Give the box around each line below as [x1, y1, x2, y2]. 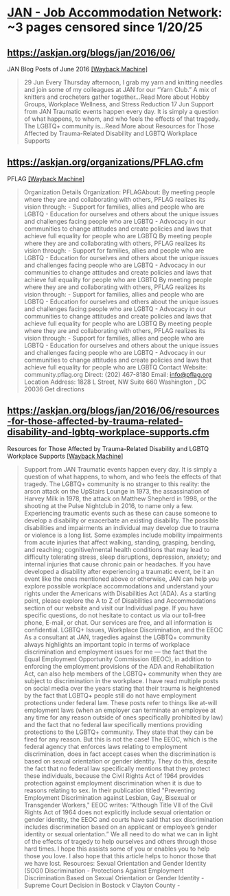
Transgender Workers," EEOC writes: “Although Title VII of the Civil [23, 801, 213, 809]
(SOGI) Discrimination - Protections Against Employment [23, 866, 184, 875]
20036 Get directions [23, 384, 84, 393]
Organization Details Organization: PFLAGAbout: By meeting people [23, 187, 216, 196]
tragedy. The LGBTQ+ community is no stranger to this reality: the [23, 479, 211, 488]
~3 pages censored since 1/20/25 [7, 19, 203, 35]
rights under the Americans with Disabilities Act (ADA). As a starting [23, 589, 216, 597]
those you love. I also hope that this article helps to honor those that [23, 851, 216, 860]
